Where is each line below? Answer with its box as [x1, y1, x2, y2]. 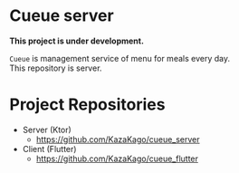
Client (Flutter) [22, 143, 77, 154]
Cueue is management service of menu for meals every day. [9, 53, 231, 63]
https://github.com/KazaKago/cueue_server [35, 133, 201, 145]
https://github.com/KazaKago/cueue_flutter [35, 153, 199, 164]
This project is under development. [9, 35, 145, 46]
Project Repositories [9, 94, 166, 115]
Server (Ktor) [22, 124, 72, 135]
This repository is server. [9, 62, 102, 73]
